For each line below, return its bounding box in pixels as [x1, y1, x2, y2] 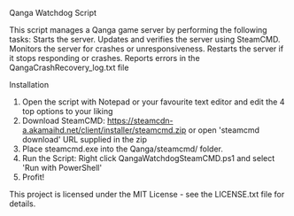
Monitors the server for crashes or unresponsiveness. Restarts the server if [9, 43, 284, 54]
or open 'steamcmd [188, 125, 259, 135]
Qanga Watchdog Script [9, 8, 97, 18]
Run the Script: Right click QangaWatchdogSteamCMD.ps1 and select [21, 153, 275, 163]
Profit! [21, 172, 45, 182]
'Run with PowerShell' [21, 163, 103, 173]
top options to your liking [21, 106, 113, 116]
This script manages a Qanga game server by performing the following [9, 25, 267, 35]
